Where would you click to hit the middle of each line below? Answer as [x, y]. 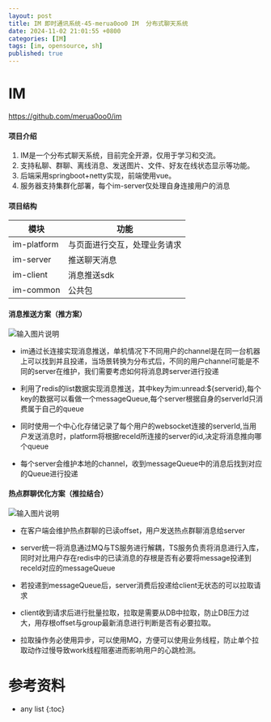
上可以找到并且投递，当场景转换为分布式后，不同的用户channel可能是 [136, 361]
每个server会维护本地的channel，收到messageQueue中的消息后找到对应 [141, 463]
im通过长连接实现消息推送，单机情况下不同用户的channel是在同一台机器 [140, 350]
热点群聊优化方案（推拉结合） [58, 494]
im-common [36, 290]
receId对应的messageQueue [68, 568]
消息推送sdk [91, 275]
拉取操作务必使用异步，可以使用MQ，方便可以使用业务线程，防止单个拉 [140, 640]
